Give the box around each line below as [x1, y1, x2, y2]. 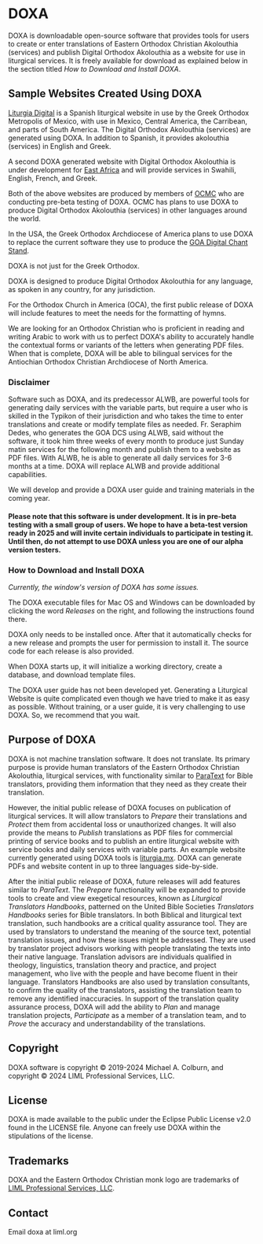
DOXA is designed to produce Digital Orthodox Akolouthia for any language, [8, 276, 254, 286]
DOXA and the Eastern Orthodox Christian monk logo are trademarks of [8, 1175, 239, 1185]
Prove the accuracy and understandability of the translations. [8, 1019, 206, 1028]
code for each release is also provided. [8, 646, 135, 656]
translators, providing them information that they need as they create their [8, 779, 247, 788]
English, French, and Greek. [8, 173, 98, 183]
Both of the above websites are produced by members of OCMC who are [8, 188, 245, 198]
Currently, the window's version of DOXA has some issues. [8, 582, 199, 591]
